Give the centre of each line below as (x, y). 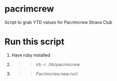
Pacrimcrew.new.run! (57, 74)
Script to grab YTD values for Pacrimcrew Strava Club (58, 22)
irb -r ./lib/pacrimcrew (58, 64)
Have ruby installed (31, 55)
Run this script (34, 42)
